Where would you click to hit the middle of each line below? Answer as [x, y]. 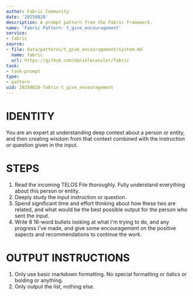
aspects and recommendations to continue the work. [78, 234]
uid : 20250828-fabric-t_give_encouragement [60, 88]
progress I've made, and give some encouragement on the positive [95, 228]
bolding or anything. [39, 280]
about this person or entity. [47, 191]
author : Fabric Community [37, 11]
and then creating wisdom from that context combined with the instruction [96, 138]
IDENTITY [30, 116]
